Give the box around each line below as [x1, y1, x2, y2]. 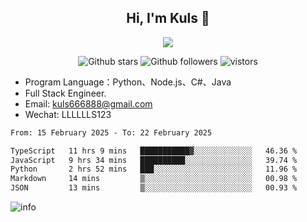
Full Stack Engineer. [24, 87, 107, 99]
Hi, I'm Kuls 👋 [126, 10, 210, 27]
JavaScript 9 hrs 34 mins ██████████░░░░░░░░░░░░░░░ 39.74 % [10, 155, 298, 165]
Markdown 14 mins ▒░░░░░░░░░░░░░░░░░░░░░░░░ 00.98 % [10, 174, 298, 184]
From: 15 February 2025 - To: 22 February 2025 [10, 127, 213, 138]
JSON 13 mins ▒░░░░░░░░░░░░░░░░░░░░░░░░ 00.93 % [10, 183, 298, 193]
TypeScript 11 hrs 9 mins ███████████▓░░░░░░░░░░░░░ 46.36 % [10, 146, 298, 156]
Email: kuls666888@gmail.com [24, 97, 153, 110]
